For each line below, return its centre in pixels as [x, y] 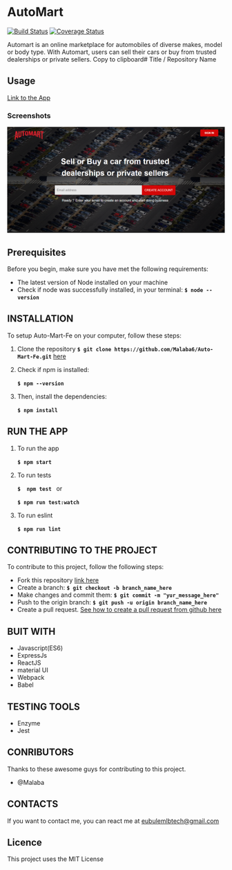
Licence [25, 843]
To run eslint [35, 515]
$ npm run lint [39, 529]
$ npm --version [40, 383]
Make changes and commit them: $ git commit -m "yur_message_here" [118, 595]
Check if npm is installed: [53, 369]
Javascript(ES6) [40, 648]
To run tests [34, 475]
